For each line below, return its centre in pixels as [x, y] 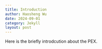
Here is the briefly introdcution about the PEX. [51, 41]
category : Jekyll [23, 23]
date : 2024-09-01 [23, 18]
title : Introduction [26, 9]
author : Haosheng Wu [26, 14]
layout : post [18, 28]
